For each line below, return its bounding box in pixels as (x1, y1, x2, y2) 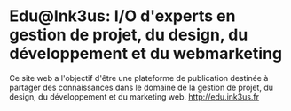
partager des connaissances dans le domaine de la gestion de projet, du (9, 82, 273, 92)
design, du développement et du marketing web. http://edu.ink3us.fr (9, 91, 260, 102)
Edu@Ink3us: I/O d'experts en (9, 6, 236, 26)
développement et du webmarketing (9, 44, 283, 63)
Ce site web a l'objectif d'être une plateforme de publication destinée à (9, 72, 269, 83)
